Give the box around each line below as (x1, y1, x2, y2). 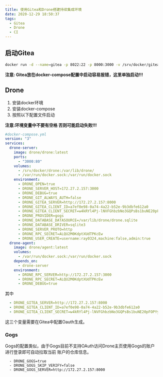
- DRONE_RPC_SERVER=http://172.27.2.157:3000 (17, 272, 112, 277)
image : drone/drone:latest (14, 150, 68, 155)
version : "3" (5, 136, 32, 141)
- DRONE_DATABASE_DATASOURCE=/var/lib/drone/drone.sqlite (17, 218, 138, 223)
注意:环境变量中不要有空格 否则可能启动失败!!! (5, 122, 97, 128)
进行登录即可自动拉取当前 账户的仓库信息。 (5, 349, 91, 355)
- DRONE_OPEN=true (17, 182, 55, 187)
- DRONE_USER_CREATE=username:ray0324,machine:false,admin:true (17, 236, 151, 241)
